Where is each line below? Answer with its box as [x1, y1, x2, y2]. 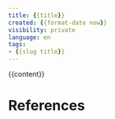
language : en [8, 33, 51, 41]
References [8, 97, 85, 114]
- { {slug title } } [8, 48, 65, 56]
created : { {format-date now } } [8, 19, 108, 27]
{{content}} [8, 70, 45, 78]
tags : [8, 41, 26, 49]
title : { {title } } [8, 11, 65, 20]
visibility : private [8, 26, 76, 34]
